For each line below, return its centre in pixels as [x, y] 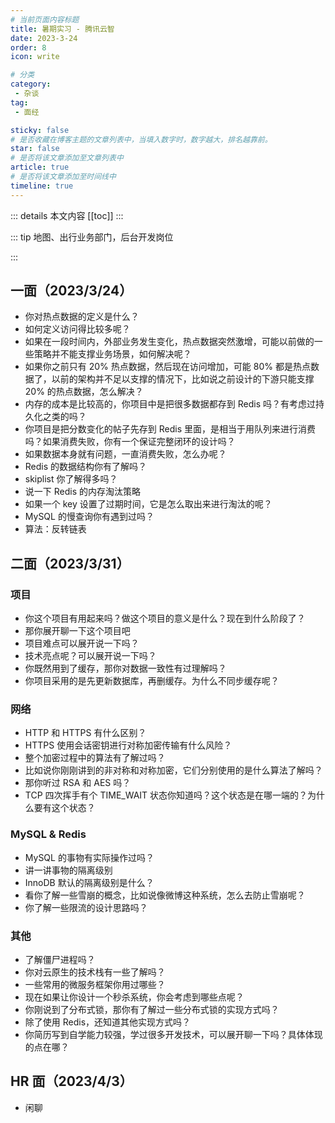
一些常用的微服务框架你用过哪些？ [95, 985]
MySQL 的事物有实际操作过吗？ [89, 857]
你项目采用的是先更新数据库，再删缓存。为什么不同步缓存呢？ [152, 681]
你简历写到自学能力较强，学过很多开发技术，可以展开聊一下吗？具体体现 [173, 1035]
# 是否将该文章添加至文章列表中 [67, 158]
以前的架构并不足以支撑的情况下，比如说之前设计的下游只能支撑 [183, 379]
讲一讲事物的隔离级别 [68, 870]
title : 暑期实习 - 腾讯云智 [62, 29]
